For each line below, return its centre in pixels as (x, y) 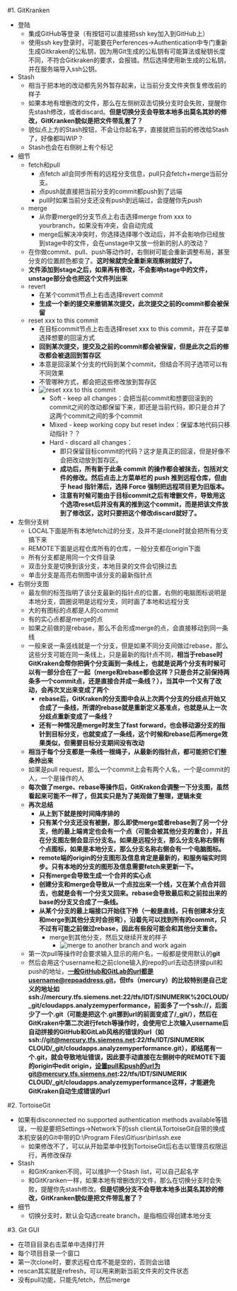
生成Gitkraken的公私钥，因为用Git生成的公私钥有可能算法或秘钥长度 (127, 51)
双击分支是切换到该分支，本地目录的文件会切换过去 (103, 566)
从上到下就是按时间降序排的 (79, 813)
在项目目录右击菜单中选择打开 (61, 1244)
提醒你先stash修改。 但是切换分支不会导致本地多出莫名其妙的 (129, 1189)
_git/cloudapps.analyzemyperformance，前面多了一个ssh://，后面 (128, 1005)
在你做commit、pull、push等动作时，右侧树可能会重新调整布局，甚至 (129, 252)
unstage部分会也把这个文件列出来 (78, 278)
